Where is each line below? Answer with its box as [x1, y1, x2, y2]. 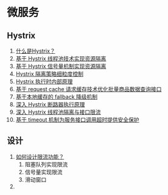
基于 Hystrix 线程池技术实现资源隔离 [15, 55, 107, 62]
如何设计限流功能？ [15, 153, 65, 160]
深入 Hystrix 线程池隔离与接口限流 [15, 108, 101, 116]
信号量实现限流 [24, 168, 63, 175]
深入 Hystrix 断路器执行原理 [15, 101, 85, 108]
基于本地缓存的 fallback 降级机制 [15, 93, 98, 100]
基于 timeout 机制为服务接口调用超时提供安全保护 [15, 116, 139, 123]
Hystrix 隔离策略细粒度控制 [15, 70, 84, 77]
